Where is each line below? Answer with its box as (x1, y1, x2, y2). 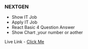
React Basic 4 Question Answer (11, 24, 75, 30)
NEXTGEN (4, 3, 29, 10)
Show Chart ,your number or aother (11, 30, 83, 36)
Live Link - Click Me (4, 39, 45, 45)
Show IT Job (11, 14, 37, 20)
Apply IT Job (11, 19, 37, 25)
